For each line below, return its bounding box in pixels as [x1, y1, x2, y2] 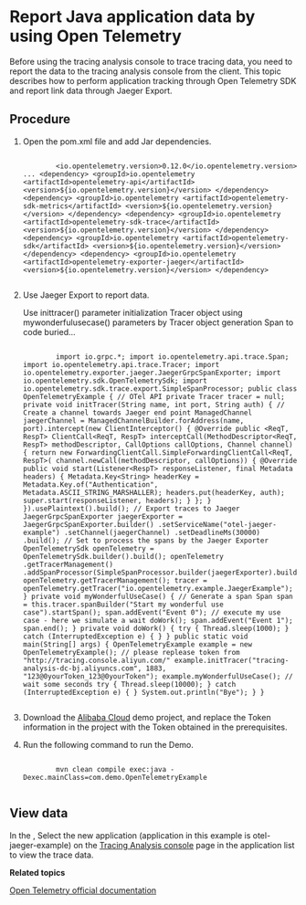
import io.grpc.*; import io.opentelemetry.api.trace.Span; [56, 352, 290, 362]
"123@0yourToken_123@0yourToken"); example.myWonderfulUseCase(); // [22, 671, 294, 681]
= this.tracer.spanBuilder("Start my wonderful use [22, 600, 224, 609]
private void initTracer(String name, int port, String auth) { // [22, 400, 285, 409]
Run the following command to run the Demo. [22, 739, 194, 750]
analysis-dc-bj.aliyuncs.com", [22, 664, 142, 673]
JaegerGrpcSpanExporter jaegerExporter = [22, 511, 183, 521]
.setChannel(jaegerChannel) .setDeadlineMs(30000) [63, 528, 261, 537]
